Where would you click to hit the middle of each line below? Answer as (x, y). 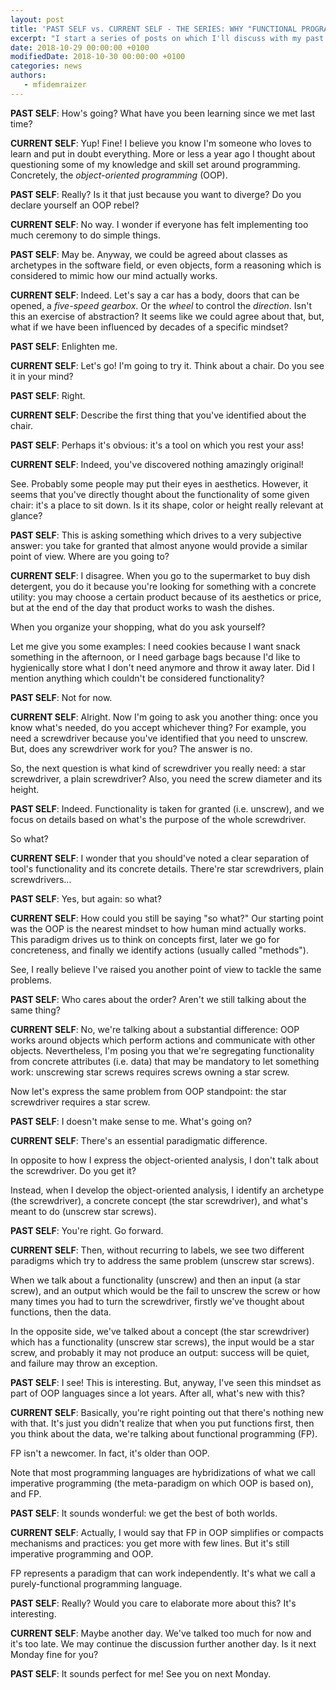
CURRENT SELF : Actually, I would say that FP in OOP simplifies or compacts (167, 1532)
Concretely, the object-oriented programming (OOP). (119, 175)
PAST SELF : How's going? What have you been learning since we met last (163, 113)
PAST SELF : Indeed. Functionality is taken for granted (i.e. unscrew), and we (167, 808)
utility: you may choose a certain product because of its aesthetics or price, (166, 597)
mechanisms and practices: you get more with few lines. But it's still (150, 1543)
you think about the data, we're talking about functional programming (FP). (164, 1433)
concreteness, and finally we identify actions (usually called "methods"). (159, 950)
